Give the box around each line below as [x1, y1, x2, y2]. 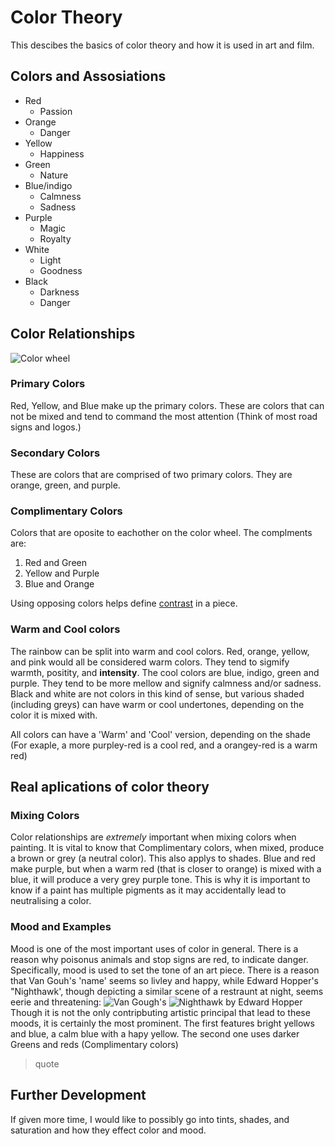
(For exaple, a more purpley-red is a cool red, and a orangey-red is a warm [10, 739, 318, 751]
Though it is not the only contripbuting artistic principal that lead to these [10, 1006, 311, 1018]
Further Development [10, 1087, 147, 1104]
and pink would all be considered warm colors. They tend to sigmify [10, 656, 290, 668]
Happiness [39, 147, 85, 160]
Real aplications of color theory [10, 779, 210, 796]
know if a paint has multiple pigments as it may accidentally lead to [10, 884, 287, 896]
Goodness [39, 264, 83, 276]
